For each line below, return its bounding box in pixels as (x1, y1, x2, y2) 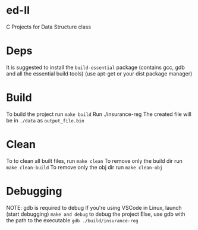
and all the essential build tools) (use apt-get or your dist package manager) (6, 70, 193, 77)
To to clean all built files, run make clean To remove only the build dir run (6, 157, 183, 164)
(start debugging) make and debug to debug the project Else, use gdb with (6, 210, 186, 218)
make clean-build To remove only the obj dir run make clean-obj (6, 163, 163, 171)
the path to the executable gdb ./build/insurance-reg (6, 216, 139, 223)
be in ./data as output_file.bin (6, 116, 84, 124)
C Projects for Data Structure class (6, 23, 91, 30)
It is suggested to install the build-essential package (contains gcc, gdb (6, 64, 186, 71)
